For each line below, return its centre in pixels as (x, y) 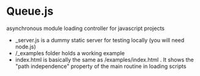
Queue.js (30, 11)
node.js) (26, 47)
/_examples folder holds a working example (70, 53)
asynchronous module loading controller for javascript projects (86, 28)
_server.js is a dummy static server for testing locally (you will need (100, 40)
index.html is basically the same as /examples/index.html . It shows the (104, 59)
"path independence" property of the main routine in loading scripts (101, 66)
